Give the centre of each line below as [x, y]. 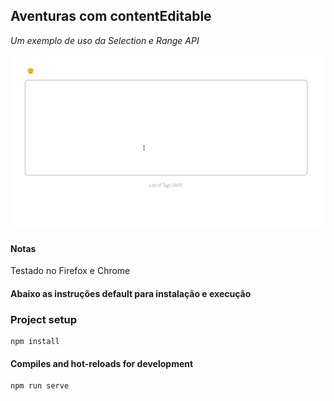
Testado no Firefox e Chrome [70, 271]
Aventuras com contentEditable [111, 16]
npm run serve [40, 386]
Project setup [43, 319]
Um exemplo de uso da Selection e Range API [105, 40]
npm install [35, 342]
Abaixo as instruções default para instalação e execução [131, 293]
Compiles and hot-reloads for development [102, 363]
